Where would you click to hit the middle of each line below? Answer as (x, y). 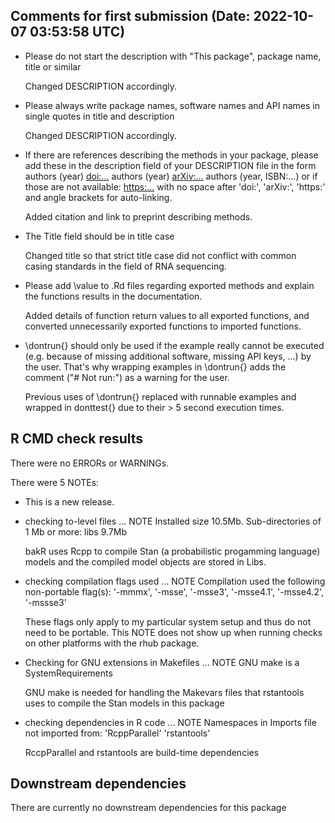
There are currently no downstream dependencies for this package (148, 808)
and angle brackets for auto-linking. (98, 197)
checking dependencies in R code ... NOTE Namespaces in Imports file (170, 722)
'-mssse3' (45, 602)
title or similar (53, 66)
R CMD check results (77, 439)
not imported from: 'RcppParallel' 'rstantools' (117, 733)
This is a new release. (69, 501)
